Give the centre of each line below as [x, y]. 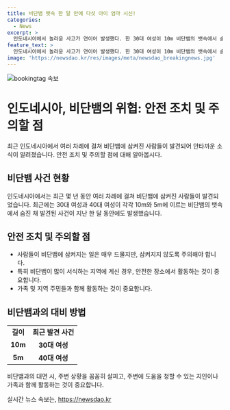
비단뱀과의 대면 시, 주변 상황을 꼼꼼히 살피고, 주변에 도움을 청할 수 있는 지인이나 [113, 376]
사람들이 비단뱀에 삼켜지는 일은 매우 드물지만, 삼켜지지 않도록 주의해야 [110, 255]
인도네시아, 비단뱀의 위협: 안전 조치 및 [106, 108]
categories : [24, 20]
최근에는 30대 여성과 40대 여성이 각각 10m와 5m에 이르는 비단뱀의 [121, 204]
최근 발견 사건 [53, 333]
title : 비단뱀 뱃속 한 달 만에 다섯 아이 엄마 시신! [72, 13]
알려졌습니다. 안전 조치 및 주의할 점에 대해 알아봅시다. [91, 154]
